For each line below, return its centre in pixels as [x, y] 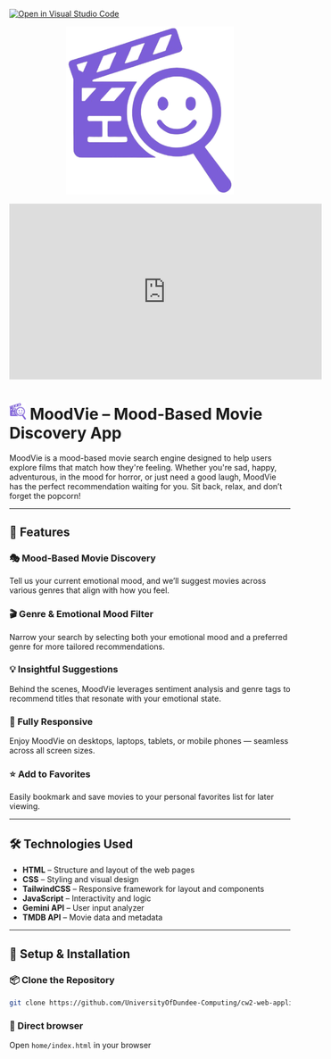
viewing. [25, 806]
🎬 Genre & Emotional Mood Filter [82, 614]
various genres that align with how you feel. [89, 590]
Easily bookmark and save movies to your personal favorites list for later [142, 797]
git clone [28, 1003]
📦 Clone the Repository [62, 980]
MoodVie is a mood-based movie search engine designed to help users [141, 458]
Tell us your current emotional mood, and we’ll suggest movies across [138, 581]
